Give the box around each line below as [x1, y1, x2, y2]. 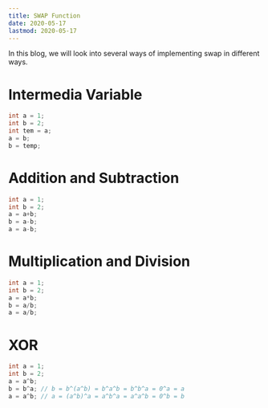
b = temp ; [8, 141, 42, 149]
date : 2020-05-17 [8, 19, 67, 27]
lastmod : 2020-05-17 [8, 27, 78, 35]
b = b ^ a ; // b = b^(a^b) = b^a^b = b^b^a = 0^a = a [8, 385, 185, 393]
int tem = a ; [8, 127, 52, 135]
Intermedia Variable [8, 85, 143, 104]
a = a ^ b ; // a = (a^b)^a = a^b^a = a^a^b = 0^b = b [8, 392, 185, 400]
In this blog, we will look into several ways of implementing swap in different [8, 49, 260, 59]
